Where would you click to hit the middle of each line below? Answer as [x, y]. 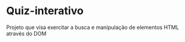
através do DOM [26, 33]
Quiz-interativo [45, 11]
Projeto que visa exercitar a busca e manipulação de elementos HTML [93, 27]
